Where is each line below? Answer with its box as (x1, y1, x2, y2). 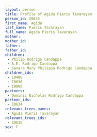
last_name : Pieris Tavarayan (5, 25, 64, 30)
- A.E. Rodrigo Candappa (7, 61, 57, 66)
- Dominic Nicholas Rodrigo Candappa (7, 93, 83, 98)
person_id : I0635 (5, 16, 40, 21)
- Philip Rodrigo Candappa (7, 57, 62, 62)
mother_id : (5, 39, 27, 44)
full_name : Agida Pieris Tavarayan (5, 30, 77, 34)
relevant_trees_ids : (5, 115, 47, 120)
